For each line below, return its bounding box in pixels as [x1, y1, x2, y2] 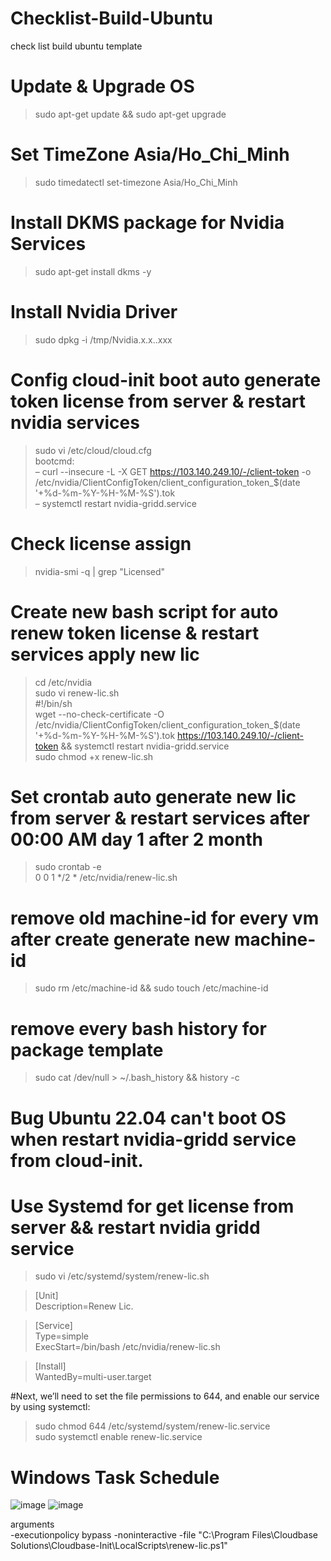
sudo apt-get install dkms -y [34, 265, 152, 277]
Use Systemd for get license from [10, 1195, 295, 1217]
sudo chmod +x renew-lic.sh [34, 750, 154, 762]
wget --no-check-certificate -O [34, 708, 165, 720]
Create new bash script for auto [10, 600, 279, 623]
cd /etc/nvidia [34, 676, 93, 688]
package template [10, 1038, 164, 1061]
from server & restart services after [10, 807, 310, 829]
